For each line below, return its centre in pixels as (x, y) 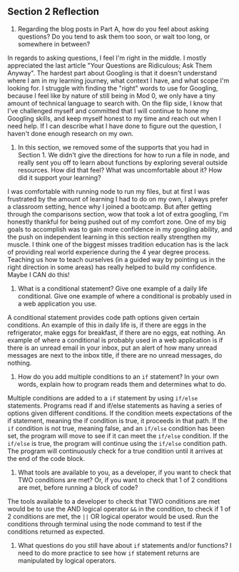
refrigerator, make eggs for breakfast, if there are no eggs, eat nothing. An (117, 332)
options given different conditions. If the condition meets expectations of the (120, 413)
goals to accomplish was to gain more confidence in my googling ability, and (120, 229)
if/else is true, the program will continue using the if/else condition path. (117, 443)
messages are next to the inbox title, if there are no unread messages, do (115, 355)
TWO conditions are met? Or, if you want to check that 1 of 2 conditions (123, 479)
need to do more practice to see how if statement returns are (108, 553)
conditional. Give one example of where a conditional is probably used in (124, 296)
